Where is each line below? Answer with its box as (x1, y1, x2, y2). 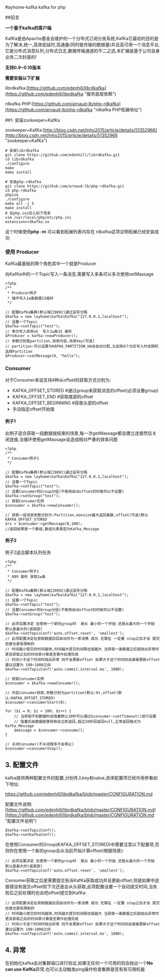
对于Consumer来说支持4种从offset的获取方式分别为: (5, 377, 111, 383)
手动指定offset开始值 (12, 406, 55, 412)
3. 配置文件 (5, 760, 39, 769)
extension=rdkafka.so (5, 219, 50, 224)
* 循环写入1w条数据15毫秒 (7, 296, 54, 301)
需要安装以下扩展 (5, 75, 40, 81)
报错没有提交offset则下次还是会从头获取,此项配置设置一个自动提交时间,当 (5, 883, 154, 889)
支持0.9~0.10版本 (5, 64, 41, 70)
